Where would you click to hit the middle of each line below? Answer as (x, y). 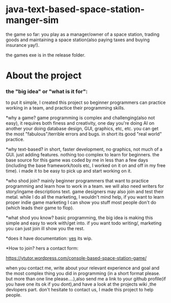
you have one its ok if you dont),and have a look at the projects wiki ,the (81, 284)
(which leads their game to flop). (40, 208)
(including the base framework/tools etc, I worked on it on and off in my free (86, 166)
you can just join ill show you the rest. (45, 229)
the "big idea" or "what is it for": (47, 92)
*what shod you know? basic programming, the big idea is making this (79, 218)
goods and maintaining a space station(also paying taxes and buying (78, 40)
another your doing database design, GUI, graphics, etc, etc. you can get (82, 129)
